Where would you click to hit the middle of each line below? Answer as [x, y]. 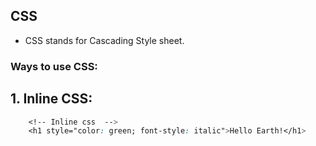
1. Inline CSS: [51, 99]
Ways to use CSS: [54, 66]
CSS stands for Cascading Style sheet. [104, 40]
